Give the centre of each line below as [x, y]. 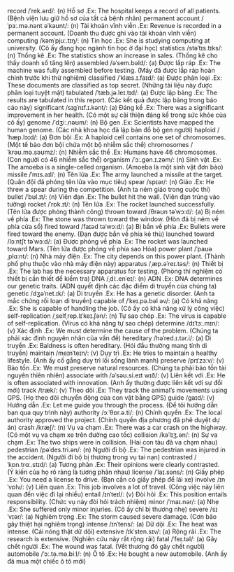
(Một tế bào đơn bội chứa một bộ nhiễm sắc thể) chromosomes [98, 145]
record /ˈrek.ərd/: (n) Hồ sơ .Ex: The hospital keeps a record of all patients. [114, 11]
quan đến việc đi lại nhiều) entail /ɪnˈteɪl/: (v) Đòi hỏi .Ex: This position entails [117, 494]
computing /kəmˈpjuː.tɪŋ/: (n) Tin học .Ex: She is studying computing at [109, 41]
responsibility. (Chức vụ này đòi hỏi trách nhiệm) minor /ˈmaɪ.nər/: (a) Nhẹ [113, 502]
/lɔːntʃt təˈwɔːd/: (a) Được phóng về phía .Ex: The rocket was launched [108, 241]
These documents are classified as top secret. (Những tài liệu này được [110, 85]
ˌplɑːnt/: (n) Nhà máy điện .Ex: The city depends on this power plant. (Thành [116, 256]
